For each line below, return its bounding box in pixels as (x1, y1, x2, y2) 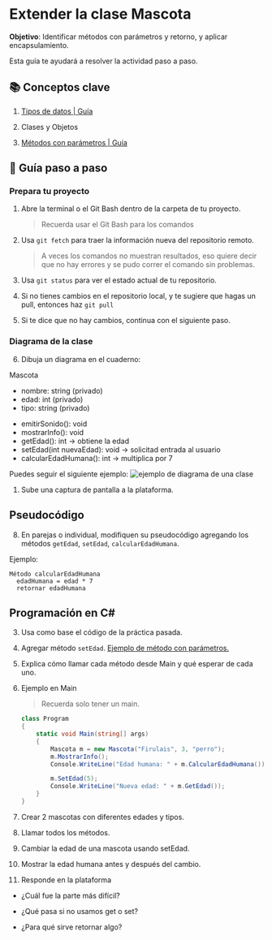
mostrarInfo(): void (20, 427, 84, 437)
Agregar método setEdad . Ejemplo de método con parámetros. (20, 643, 230, 653)
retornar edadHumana (16, 584, 86, 593)
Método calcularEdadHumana (9, 570, 101, 578)
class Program (20, 715, 69, 723)
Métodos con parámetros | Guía (20, 137, 128, 147)
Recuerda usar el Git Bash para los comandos (41, 220, 194, 230)
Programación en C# (9, 606, 116, 619)
